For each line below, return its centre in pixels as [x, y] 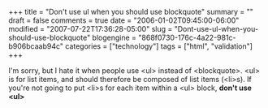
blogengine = [114, 37]
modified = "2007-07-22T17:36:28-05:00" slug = [91, 29]
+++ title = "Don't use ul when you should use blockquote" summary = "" [131, 12]
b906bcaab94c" [36, 46]
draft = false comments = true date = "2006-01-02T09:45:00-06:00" [124, 20]
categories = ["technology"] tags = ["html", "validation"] [159, 46]
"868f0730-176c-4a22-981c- [187, 37]
